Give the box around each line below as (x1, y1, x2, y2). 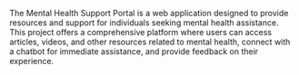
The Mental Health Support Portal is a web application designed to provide (9, 8, 289, 18)
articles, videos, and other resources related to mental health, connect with (9, 36, 291, 47)
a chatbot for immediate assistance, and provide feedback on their (9, 46, 259, 57)
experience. (9, 56, 55, 66)
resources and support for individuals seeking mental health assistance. (9, 17, 279, 28)
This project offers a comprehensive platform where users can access (9, 27, 273, 37)
